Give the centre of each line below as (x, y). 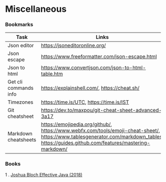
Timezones (21, 102)
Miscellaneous (36, 9)
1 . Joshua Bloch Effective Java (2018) (44, 175)
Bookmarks (19, 25)
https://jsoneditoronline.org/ (74, 45)
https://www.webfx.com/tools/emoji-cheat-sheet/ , (101, 131)
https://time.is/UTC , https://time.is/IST (85, 102)
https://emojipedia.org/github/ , (77, 124)
